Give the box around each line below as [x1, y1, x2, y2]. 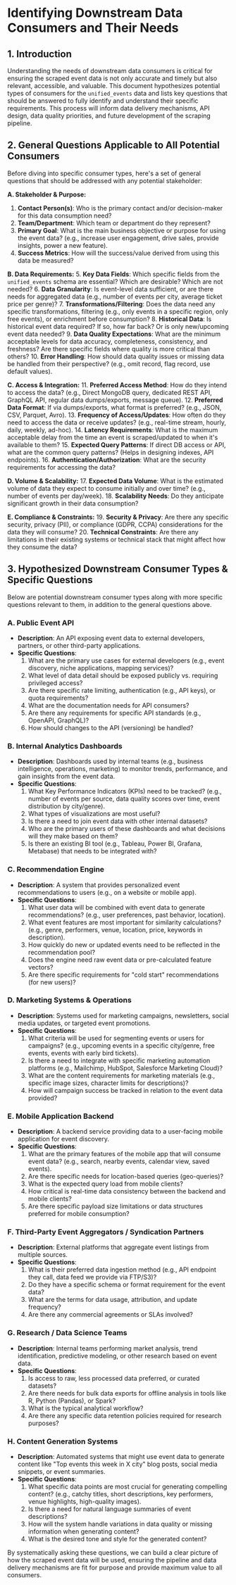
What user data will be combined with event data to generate [27, 903, 206, 911]
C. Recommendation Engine [7, 865, 104, 875]
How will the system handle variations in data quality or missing [27, 1520, 213, 1528]
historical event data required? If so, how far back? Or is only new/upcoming [7, 322, 229, 330]
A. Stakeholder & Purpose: [7, 190, 87, 199]
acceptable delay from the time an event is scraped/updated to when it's [7, 433, 218, 441]
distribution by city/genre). [27, 802, 106, 810]
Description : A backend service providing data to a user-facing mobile [17, 1127, 223, 1136]
